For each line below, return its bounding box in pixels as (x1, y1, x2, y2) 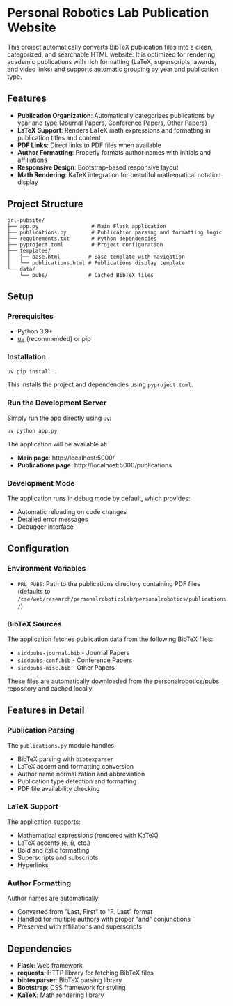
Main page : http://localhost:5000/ (17, 453, 115, 462)
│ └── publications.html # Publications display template (7, 260, 186, 266)
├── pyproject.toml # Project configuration (7, 241, 163, 248)
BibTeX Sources (7, 619, 62, 629)
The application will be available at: (7, 440, 108, 448)
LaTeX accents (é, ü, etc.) (17, 839, 90, 847)
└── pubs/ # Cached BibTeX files (19, 271, 154, 278)
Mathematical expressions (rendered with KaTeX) (17, 831, 159, 839)
